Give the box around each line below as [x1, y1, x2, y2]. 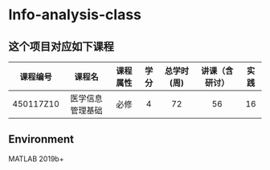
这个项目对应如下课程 [8, 39, 114, 53]
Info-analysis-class [8, 6, 142, 24]
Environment [8, 132, 75, 146]
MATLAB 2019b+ [8, 154, 64, 164]
